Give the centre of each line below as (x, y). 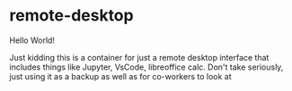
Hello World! (32, 40)
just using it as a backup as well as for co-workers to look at (120, 76)
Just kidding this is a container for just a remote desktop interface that (139, 57)
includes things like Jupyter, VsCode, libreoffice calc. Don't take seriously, (146, 67)
